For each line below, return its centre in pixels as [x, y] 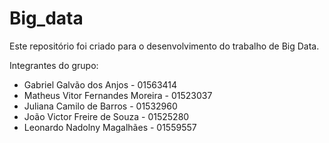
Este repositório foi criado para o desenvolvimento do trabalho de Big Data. [164, 46]
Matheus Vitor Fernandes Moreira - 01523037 [118, 95]
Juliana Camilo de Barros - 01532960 [100, 106]
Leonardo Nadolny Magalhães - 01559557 [110, 127]
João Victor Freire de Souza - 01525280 [106, 116]
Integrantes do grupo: [54, 65]
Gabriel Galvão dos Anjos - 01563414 [100, 84]
